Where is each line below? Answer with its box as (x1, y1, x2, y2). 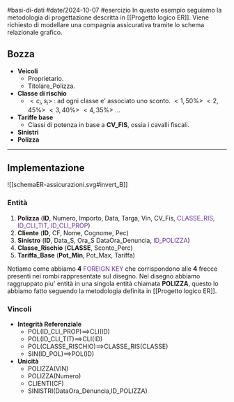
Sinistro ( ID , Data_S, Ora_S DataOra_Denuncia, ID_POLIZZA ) (17, 236, 190, 244)
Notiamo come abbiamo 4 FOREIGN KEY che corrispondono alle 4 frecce (7, 265, 218, 273)
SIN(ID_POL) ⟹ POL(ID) (27, 350, 95, 358)
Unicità (17, 357, 39, 366)
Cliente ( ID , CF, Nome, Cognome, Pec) (17, 228, 129, 237)
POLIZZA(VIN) (27, 364, 69, 373)
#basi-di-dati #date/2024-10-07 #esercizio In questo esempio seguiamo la (7, 6, 222, 14)
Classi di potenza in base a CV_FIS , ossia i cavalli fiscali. (27, 120, 190, 128)
